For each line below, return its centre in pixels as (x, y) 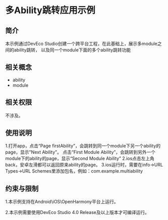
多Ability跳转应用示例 (50, 10)
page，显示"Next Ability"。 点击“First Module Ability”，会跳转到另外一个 (80, 152)
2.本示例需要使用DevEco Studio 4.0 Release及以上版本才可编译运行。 (77, 212)
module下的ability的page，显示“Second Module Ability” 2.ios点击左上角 (80, 158)
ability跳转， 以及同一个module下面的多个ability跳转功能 (72, 50)
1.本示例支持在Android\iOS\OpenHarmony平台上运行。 (62, 202)
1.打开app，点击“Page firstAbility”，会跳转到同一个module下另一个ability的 (83, 146)
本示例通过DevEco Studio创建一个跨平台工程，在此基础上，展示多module (81, 44)
